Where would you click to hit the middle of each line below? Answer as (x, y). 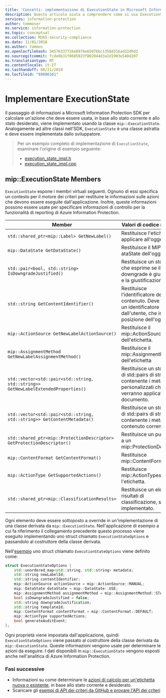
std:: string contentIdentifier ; (47, 579)
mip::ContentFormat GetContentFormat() (54, 458)
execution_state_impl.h (48, 158)
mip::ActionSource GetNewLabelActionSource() (62, 334)
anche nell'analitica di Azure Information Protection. (58, 656)
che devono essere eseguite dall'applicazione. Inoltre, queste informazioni (81, 202)
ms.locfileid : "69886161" (32, 75)
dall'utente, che (139, 313)
